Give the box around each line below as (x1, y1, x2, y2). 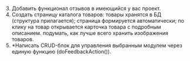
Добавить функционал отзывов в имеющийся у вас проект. (11, 5, 161, 12)
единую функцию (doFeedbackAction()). (11, 48, 111, 55)
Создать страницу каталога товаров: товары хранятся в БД (11, 11, 162, 18)
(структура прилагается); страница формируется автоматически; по (11, 17, 185, 24)
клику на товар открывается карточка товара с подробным (11, 23, 161, 30)
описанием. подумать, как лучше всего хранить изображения (11, 30, 168, 37)
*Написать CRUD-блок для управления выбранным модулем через (11, 42, 183, 49)
